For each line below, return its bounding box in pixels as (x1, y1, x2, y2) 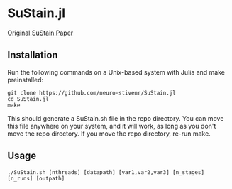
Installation (7, 49, 58, 61)
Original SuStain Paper (7, 28, 74, 37)
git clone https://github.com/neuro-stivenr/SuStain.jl (7, 89, 176, 97)
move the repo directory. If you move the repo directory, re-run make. (7, 129, 211, 138)
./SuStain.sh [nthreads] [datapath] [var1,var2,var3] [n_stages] (7, 168, 204, 175)
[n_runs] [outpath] (7, 175, 65, 182)
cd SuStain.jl (7, 95, 50, 102)
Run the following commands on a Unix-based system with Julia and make (7, 67, 226, 76)
